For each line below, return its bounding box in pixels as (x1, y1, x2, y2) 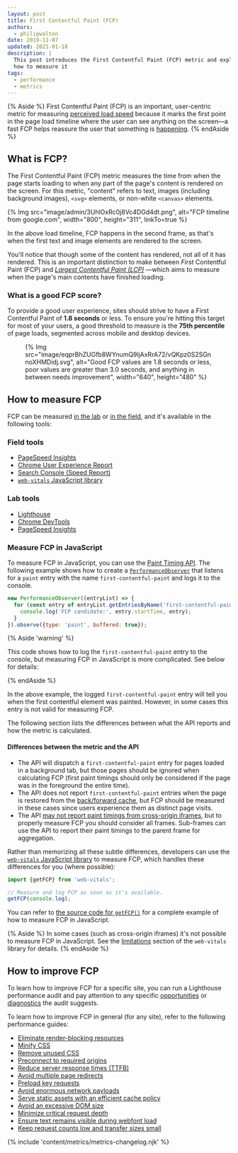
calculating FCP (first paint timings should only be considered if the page (17, 773, 231, 782)
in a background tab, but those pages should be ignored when (17, 766, 200, 774)
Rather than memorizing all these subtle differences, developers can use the (7, 847, 230, 856)
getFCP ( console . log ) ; (7, 895, 72, 902)
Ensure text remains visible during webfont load (17, 1116, 157, 1125)
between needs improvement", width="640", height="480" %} (25, 373, 208, 382)
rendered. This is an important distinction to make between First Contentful (7, 258, 227, 266)
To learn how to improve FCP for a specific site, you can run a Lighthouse (7, 984, 222, 992)
